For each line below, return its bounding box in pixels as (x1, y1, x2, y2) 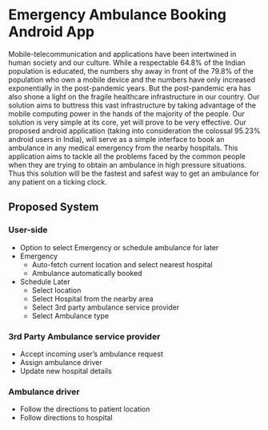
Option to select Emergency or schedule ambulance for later (19, 242, 219, 252)
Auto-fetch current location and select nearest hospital (31, 259, 214, 270)
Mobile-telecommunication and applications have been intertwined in (8, 49, 237, 59)
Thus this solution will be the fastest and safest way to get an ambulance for (8, 168, 260, 178)
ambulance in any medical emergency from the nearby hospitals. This (8, 143, 238, 152)
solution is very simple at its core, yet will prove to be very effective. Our (8, 117, 246, 127)
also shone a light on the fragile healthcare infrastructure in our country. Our (8, 91, 260, 101)
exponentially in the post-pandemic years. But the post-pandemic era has (8, 83, 251, 93)
